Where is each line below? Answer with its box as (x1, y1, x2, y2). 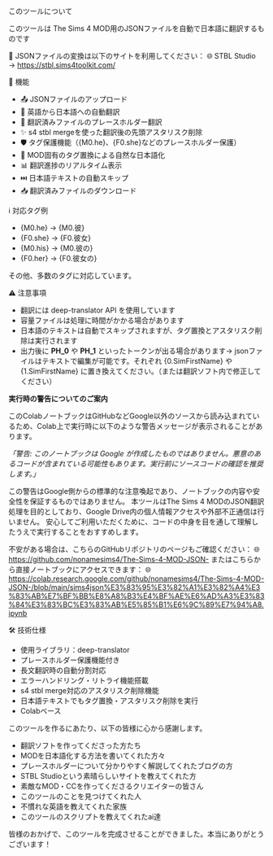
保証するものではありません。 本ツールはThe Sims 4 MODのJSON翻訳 (29, 496, 265, 506)
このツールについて (8, 7, 73, 15)
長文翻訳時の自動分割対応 (19, 666, 106, 675)
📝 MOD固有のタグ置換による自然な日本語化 (19, 151, 165, 159)
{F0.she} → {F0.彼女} (19, 234, 92, 242)
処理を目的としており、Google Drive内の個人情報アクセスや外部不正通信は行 (8, 507, 265, 516)
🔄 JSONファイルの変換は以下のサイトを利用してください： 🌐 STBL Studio (8, 51, 256, 60)
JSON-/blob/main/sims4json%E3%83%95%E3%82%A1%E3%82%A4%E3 (8, 583, 261, 592)
